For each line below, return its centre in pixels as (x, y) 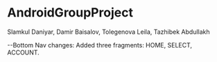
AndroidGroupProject (70, 13)
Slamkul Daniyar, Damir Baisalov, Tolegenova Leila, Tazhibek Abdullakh (108, 32)
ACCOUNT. (23, 52)
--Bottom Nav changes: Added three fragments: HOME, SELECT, (100, 45)
